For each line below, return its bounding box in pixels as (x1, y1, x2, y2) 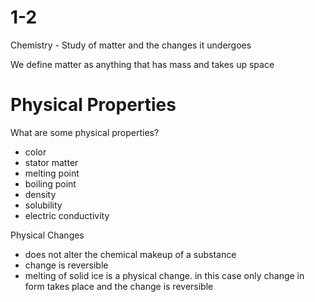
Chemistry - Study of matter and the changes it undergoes (10, 39, 252, 51)
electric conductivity (24, 209, 110, 221)
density (24, 188, 57, 200)
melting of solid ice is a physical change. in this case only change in (24, 269, 305, 281)
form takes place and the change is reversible (24, 280, 214, 292)
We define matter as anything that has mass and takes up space (10, 58, 275, 70)
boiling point (24, 177, 77, 190)
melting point (24, 167, 80, 179)
